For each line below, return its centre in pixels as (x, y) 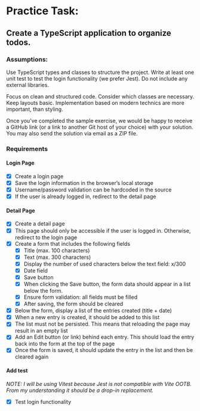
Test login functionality (43, 401)
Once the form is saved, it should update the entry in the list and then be (104, 350)
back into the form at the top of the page (65, 344)
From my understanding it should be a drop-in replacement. (80, 390)
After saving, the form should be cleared (73, 304)
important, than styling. (35, 109)
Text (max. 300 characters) (57, 257)
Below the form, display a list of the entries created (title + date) (93, 311)
